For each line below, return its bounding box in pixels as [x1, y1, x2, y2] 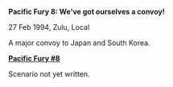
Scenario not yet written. [8, 69, 90, 79]
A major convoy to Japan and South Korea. [8, 38, 150, 48]
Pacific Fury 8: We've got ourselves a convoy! [8, 7, 165, 16]
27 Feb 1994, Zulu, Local [8, 23, 90, 31]
